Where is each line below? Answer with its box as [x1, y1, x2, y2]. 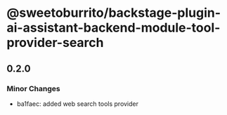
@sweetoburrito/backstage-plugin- [6, 5, 221, 21]
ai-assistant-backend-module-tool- [6, 20, 221, 36]
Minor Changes [6, 83, 60, 93]
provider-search [6, 35, 104, 50]
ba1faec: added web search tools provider [16, 100, 138, 108]
